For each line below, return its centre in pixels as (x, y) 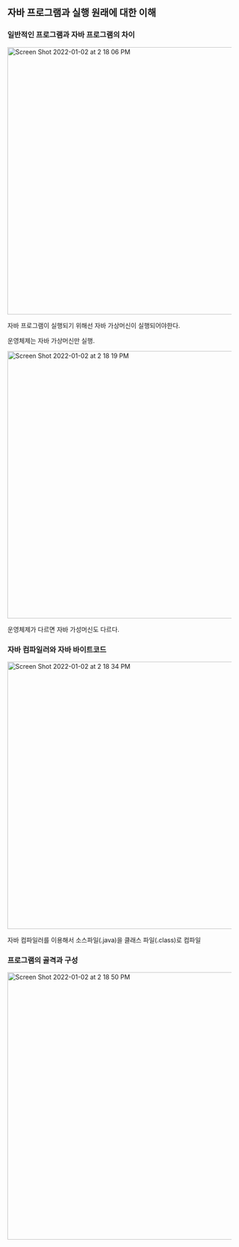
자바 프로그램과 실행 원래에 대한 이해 (82, 13)
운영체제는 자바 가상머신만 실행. (51, 340)
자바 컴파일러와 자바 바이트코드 (57, 650)
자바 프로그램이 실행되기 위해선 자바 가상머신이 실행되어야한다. (94, 325)
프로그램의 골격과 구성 (43, 960)
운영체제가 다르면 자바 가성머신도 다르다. (63, 629)
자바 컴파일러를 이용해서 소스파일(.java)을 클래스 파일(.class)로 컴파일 (104, 940)
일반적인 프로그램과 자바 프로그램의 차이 (71, 35)
